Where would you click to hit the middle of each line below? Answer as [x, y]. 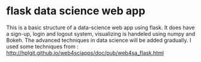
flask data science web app [76, 11]
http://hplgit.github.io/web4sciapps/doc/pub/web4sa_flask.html [85, 52]
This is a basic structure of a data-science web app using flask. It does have [100, 27]
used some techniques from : [43, 46]
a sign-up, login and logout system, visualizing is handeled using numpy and [101, 33]
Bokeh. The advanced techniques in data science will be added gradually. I [99, 40]
